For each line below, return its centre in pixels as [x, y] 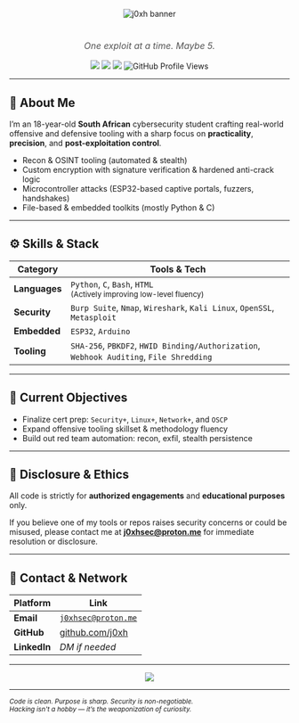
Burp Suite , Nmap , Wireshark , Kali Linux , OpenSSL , [173, 308]
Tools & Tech [178, 269]
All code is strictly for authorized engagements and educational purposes [147, 496]
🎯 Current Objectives [69, 398]
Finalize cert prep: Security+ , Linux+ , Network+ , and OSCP [125, 419]
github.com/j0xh [94, 633]
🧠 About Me [42, 103]
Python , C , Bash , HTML [112, 283]
